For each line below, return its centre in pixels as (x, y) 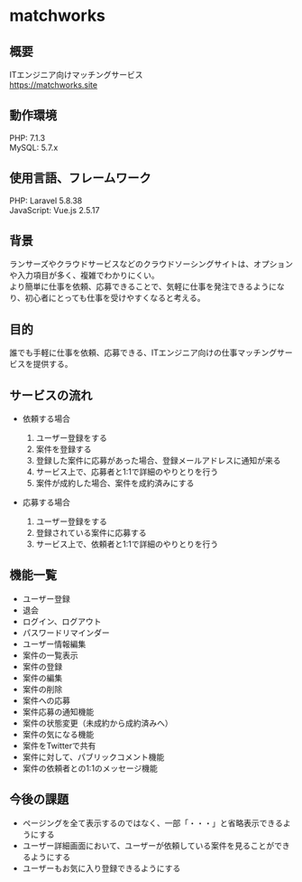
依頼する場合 (46, 419)
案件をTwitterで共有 (59, 746)
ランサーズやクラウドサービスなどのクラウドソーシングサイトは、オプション (151, 264)
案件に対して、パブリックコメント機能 (93, 756)
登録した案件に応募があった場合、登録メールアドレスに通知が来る (158, 461)
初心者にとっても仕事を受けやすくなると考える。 (115, 298)
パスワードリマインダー (66, 633)
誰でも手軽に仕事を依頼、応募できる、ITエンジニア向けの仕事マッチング (143, 352)
